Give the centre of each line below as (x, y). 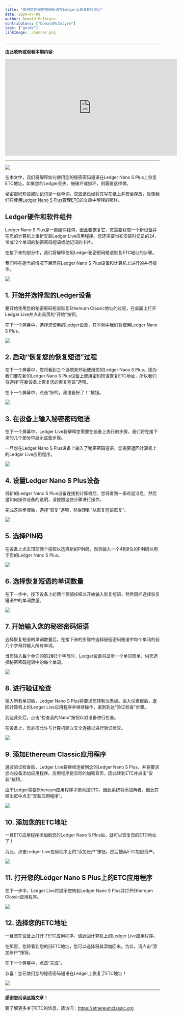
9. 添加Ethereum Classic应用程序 (56, 754)
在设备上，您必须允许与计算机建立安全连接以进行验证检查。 (65, 728)
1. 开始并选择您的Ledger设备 (48, 295)
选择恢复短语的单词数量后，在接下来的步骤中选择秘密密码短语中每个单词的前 (82, 639)
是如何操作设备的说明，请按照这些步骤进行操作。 (54, 499)
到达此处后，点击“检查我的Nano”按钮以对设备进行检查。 (62, 718)
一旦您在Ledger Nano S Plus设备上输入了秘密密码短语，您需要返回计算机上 (81, 448)
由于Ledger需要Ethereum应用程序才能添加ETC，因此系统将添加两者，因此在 (82, 790)
